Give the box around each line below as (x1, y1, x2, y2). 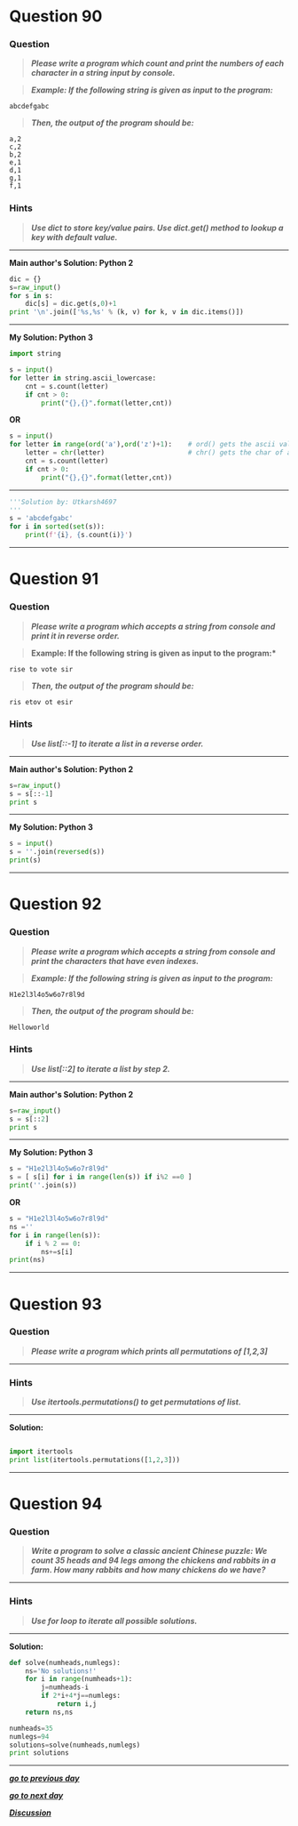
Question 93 (9, 1294, 102, 1314)
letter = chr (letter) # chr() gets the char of (25, 448, 284, 457)
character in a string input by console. (30, 68, 176, 78)
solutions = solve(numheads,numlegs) (9, 1741, 141, 1750)
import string (9, 350, 62, 358)
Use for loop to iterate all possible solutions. (30, 1615, 198, 1626)
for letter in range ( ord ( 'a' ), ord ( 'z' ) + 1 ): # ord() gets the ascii (9, 440, 276, 449)
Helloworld (9, 1023, 50, 1032)
